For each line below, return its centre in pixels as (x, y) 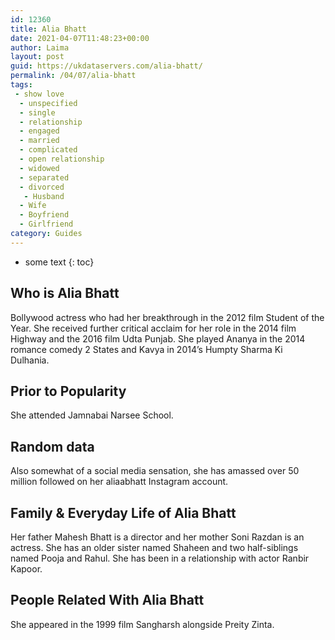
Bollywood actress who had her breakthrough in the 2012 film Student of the (167, 317)
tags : (21, 85)
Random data (52, 446)
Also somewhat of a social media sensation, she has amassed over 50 (155, 471)
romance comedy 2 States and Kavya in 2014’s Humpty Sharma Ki (146, 349)
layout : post (37, 57)
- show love (39, 94)
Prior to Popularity (68, 391)
